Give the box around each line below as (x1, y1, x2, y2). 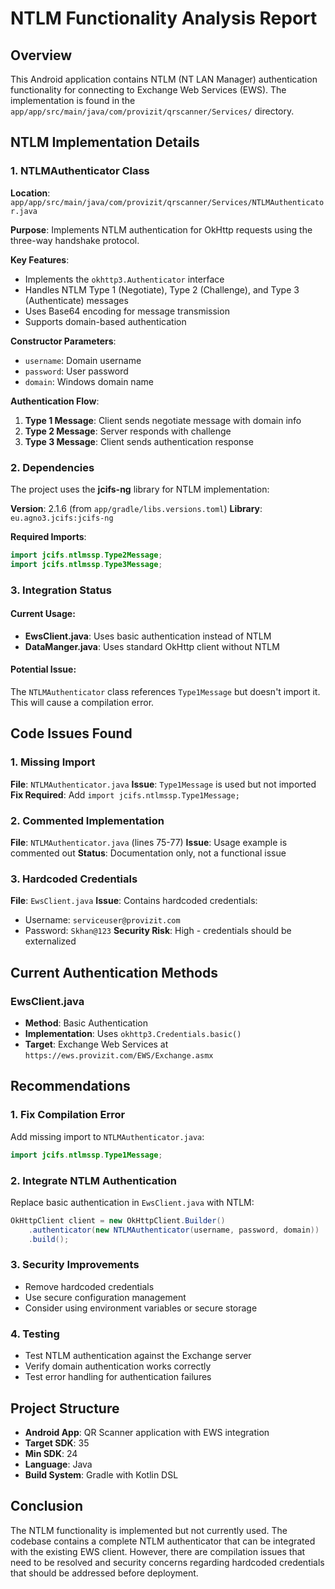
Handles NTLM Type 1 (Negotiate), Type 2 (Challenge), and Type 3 (24, 283, 300, 296)
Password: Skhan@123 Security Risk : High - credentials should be (24, 925, 292, 937)
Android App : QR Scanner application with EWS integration (24, 1426, 270, 1438)
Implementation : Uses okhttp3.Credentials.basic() (24, 1028, 242, 1040)
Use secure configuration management (24, 1291, 187, 1303)
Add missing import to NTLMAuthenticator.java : (10, 1130, 205, 1142)
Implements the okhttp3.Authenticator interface (24, 273, 225, 285)
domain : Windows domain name (24, 375, 154, 387)
